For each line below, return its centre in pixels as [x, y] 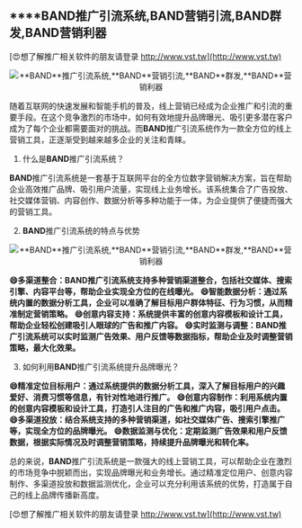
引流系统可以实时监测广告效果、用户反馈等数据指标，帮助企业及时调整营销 [155, 336]
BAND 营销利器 [66, 33]
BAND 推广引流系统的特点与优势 [81, 230]
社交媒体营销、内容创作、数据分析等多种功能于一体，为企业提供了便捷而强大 [151, 200]
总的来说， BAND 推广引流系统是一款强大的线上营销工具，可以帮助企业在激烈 [151, 461]
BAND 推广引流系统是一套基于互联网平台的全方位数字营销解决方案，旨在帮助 [151, 177]
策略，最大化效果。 [45, 347]
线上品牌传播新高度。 [64, 495]
